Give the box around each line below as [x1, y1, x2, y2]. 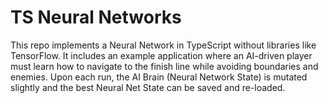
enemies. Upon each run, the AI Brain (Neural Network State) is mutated [10, 71, 308, 83]
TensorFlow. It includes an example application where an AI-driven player [10, 49, 313, 61]
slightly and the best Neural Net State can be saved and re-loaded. [10, 81, 286, 93]
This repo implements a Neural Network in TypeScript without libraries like [10, 39, 317, 51]
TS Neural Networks [10, 6, 182, 29]
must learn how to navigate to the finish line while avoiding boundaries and [10, 60, 319, 72]
